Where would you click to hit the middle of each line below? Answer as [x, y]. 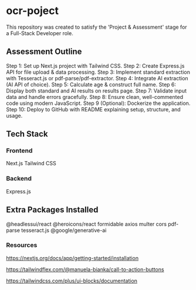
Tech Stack [27, 134]
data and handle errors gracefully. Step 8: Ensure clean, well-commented [95, 97]
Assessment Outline [44, 52]
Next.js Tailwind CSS [31, 163]
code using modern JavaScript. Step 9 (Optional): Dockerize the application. [98, 103]
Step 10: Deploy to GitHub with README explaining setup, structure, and [93, 109]
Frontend [19, 151]
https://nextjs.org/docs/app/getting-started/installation [72, 258]
